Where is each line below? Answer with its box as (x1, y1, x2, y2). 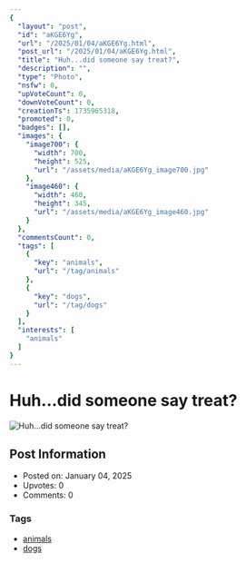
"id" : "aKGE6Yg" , (17, 30, 84, 39)
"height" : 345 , (33, 199, 92, 209)
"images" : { (17, 132, 64, 141)
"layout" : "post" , (17, 22, 88, 31)
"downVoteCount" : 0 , (17, 97, 95, 107)
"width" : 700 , (33, 148, 88, 157)
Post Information (9, 446, 106, 461)
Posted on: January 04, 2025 (22, 470, 133, 481)
